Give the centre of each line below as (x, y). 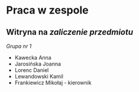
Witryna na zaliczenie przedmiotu (70, 32)
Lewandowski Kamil (39, 76)
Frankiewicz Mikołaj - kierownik (53, 83)
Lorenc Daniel (32, 70)
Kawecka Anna (33, 57)
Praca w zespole (47, 10)
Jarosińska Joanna (38, 64)
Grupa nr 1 (19, 46)
